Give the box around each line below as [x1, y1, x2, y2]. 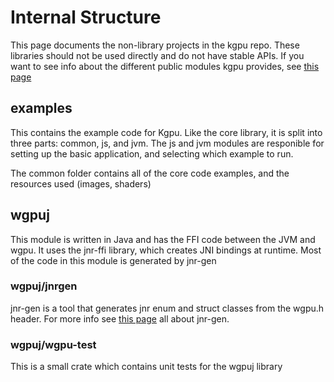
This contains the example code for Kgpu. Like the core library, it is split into [10, 126, 323, 138]
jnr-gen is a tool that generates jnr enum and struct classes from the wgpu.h [10, 302, 325, 314]
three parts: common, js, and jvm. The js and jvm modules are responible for [10, 137, 325, 149]
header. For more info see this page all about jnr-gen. [10, 312, 230, 325]
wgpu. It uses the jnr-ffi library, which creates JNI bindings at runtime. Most [10, 244, 322, 256]
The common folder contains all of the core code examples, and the [10, 167, 290, 179]
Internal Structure [10, 6, 162, 29]
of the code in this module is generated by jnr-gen [10, 254, 217, 266]
